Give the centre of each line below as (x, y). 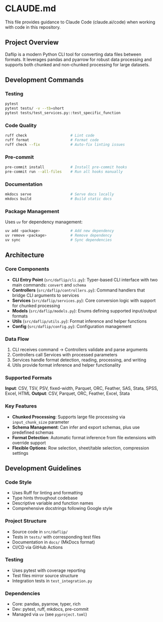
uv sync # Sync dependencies (58, 240)
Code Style (18, 482)
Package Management (32, 211)
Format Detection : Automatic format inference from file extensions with (84, 437)
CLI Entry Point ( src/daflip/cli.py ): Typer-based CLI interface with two (85, 280)
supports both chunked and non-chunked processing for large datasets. (77, 64)
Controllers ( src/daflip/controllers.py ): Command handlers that (78, 290)
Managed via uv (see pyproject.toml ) (50, 614)
